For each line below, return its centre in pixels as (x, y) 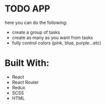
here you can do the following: (36, 22)
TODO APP (27, 9)
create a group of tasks (36, 32)
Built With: (27, 63)
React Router (25, 82)
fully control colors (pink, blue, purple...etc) (56, 42)
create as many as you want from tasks (52, 37)
